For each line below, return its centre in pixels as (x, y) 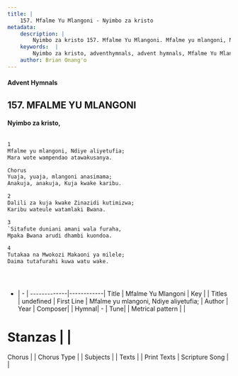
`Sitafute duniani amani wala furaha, (64, 229)
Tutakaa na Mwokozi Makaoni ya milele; (66, 255)
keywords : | (39, 47)
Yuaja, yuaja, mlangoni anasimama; (60, 177)
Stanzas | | (40, 337)
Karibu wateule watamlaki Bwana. (57, 209)
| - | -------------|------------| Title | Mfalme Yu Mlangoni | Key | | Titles (123, 294)
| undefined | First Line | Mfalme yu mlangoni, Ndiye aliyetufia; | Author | (123, 302)
